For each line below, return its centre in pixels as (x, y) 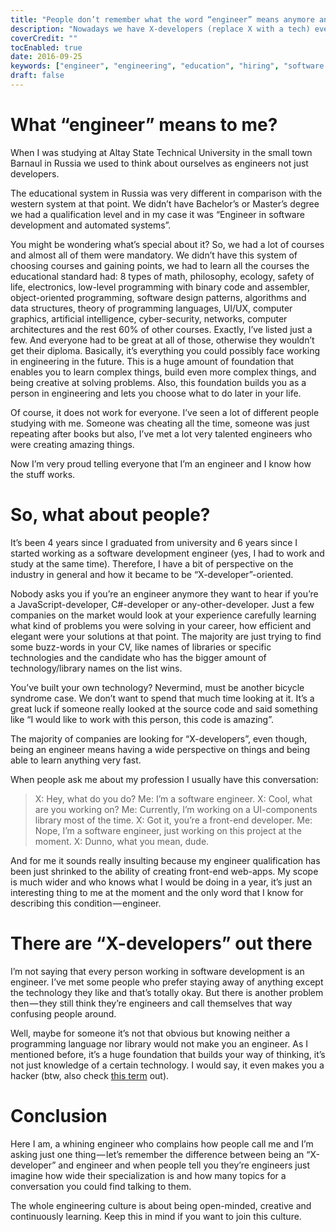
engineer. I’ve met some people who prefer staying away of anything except (167, 982)
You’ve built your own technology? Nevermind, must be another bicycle (157, 687)
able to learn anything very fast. (76, 760)
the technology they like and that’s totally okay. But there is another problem (167, 992)
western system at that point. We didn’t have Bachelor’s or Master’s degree (165, 203)
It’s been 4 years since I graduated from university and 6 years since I (154, 542)
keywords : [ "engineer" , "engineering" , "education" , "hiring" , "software (167, 66)
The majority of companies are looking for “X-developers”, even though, (159, 738)
